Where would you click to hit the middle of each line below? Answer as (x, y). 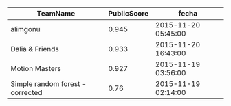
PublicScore (129, 13)
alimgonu (26, 29)
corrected (26, 93)
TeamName (56, 13)
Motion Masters (36, 69)
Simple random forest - (49, 84)
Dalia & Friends (35, 49)
